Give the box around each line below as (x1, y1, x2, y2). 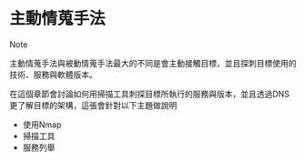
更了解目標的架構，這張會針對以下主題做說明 (9, 99, 178, 110)
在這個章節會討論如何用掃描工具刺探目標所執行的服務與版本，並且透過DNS (9, 88, 290, 99)
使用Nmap (22, 119, 62, 130)
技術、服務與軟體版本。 (9, 69, 97, 80)
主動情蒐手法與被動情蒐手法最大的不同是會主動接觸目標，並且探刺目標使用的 (9, 57, 297, 68)
